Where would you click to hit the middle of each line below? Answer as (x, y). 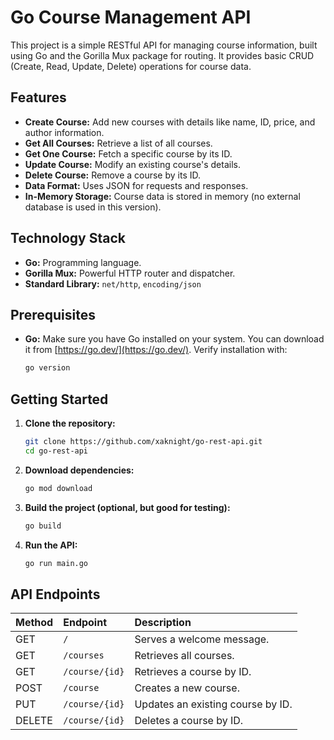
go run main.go (56, 563)
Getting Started (59, 399)
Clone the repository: (70, 423)
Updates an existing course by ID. (213, 704)
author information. (64, 132)
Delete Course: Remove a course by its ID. (113, 175)
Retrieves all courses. (184, 656)
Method (34, 623)
